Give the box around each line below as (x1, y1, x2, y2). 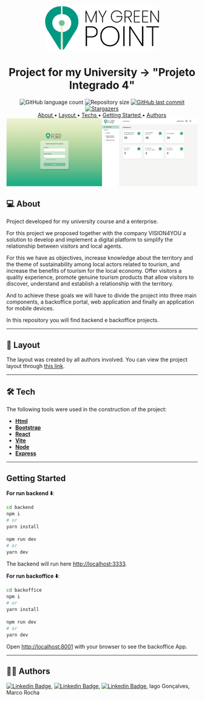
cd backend (6, 504, 34, 510)
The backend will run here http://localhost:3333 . (6, 560, 127, 567)
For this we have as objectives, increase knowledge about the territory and (6, 255, 193, 262)
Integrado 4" (69, 78, 135, 92)
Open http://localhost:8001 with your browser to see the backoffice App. (6, 643, 188, 650)
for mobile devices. (6, 305, 55, 312)
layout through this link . (6, 363, 65, 370)
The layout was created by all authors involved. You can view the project (6, 356, 188, 363)
